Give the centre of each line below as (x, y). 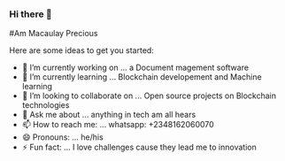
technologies (46, 105)
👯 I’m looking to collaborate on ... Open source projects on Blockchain (149, 96)
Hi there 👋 (31, 14)
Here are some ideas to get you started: (82, 50)
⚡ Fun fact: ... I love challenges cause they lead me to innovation (139, 147)
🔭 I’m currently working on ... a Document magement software (135, 68)
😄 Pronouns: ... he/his (62, 137)
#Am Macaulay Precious (54, 34)
